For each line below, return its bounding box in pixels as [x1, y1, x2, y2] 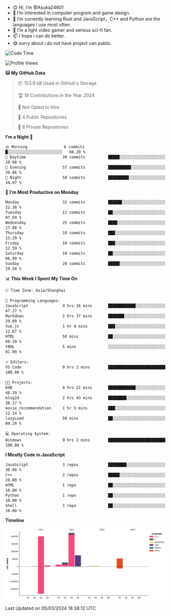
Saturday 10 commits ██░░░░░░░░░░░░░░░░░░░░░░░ [5, 251, 166, 256]
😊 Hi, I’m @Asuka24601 [12, 5, 64, 10]
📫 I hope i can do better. [12, 33, 65, 39]
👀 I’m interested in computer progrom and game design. [12, 10, 131, 16]
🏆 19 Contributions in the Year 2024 [17, 92, 95, 98]
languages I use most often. [12, 21, 71, 28]
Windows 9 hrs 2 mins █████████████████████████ [5, 437, 166, 443]
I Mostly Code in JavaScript [5, 452, 65, 457]
